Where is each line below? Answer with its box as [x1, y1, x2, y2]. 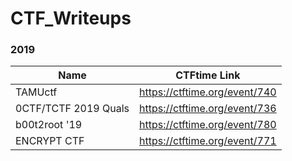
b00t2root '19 [15, 118, 83, 132]
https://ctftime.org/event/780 [139, 118, 277, 132]
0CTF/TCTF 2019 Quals [15, 102, 130, 116]
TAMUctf [15, 85, 58, 99]
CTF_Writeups [10, 7, 132, 30]
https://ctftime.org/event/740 [139, 85, 277, 99]
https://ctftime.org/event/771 [139, 134, 277, 148]
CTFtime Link [175, 68, 241, 82]
